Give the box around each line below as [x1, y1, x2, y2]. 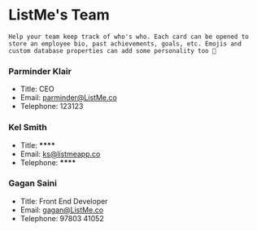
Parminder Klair [8, 65, 72, 76]
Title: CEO [20, 84, 54, 94]
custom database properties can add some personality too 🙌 [8, 46, 217, 54]
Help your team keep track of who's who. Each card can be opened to [8, 33, 250, 41]
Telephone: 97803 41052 [20, 213, 104, 223]
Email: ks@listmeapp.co [20, 149, 101, 159]
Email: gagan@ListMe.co [20, 205, 104, 215]
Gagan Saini [8, 177, 57, 189]
